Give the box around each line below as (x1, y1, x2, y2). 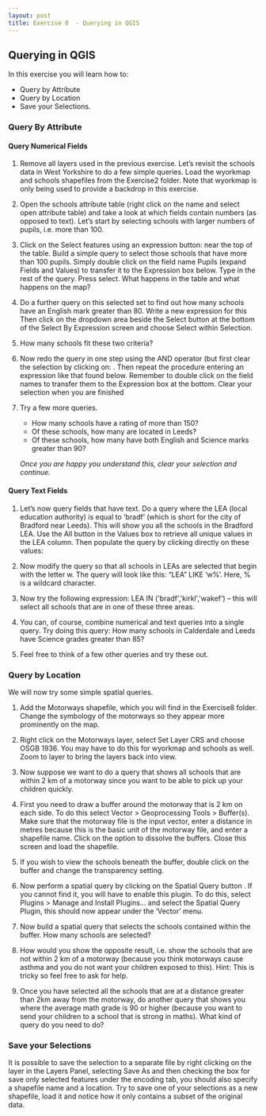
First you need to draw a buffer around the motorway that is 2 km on (19, 799, 243, 809)
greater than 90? (31, 444, 86, 454)
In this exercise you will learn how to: (8, 69, 129, 79)
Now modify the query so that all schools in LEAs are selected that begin (19, 561, 257, 570)
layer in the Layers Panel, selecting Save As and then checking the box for (8, 1066, 251, 1076)
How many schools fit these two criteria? (19, 338, 154, 348)
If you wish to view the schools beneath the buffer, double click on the (19, 857, 249, 867)
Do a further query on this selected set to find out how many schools (19, 298, 245, 307)
